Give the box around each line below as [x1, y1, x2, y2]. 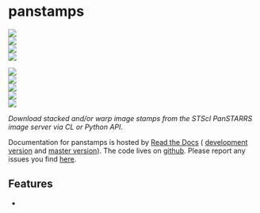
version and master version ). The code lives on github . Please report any [8, 146, 246, 155]
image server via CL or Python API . [8, 122, 124, 131]
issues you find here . [8, 154, 77, 164]
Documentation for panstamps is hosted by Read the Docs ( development [8, 137, 248, 146]
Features [8, 177, 53, 191]
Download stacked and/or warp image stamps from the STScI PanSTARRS [8, 113, 253, 123]
